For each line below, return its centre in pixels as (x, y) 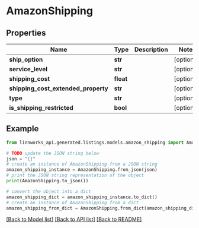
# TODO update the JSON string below (53, 153)
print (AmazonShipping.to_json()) (47, 181)
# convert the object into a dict (49, 191)
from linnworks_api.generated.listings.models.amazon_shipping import (95, 142)
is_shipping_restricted (41, 108)
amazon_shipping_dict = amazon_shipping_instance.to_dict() (82, 197)
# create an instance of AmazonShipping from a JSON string (82, 164)
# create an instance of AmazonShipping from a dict (73, 202)
